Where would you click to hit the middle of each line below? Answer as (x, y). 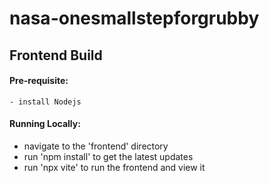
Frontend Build (56, 55)
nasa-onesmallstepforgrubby (134, 18)
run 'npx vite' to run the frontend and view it (114, 167)
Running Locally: (45, 124)
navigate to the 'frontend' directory (96, 146)
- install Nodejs (45, 102)
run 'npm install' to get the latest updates (108, 156)
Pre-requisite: (39, 81)
